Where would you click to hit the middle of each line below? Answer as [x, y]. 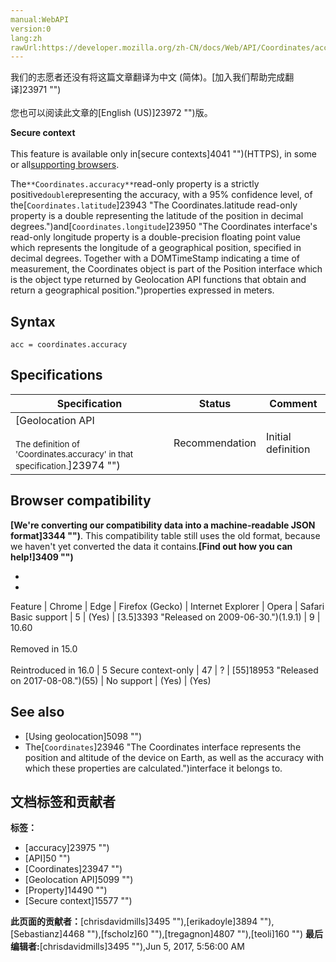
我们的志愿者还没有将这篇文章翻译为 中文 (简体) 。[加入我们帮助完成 [148, 77]
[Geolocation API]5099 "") [79, 880]
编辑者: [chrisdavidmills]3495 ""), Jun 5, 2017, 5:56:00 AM [127, 947]
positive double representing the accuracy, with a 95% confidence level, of [161, 195]
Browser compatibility [81, 501]
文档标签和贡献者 [63, 801]
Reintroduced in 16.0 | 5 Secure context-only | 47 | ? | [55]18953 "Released [164, 670]
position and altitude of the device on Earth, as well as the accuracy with [174, 757]
